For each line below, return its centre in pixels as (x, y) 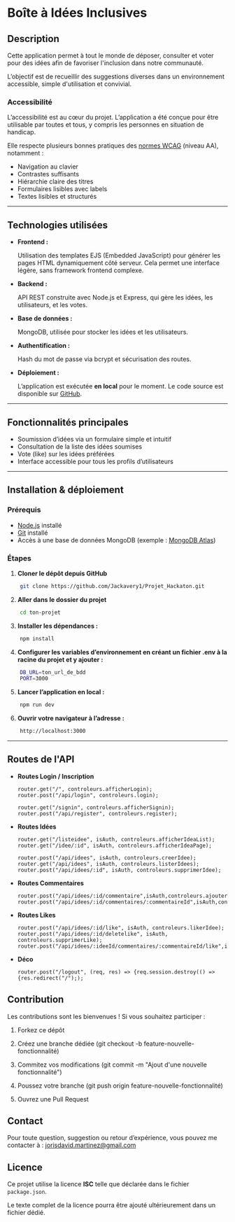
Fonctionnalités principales (68, 422)
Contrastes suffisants (48, 174)
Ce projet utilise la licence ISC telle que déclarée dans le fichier (98, 1184)
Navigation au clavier (48, 167)
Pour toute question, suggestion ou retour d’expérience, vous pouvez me (112, 1138)
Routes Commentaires (50, 883)
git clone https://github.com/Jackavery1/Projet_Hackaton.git (112, 586)
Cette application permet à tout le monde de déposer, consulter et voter (111, 55)
